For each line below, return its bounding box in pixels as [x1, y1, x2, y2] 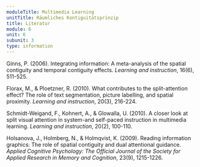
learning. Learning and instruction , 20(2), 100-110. [6, 122, 133, 130]
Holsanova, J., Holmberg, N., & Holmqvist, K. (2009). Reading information [6, 134, 191, 141]
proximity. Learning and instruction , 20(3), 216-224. [6, 97, 137, 105]
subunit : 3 [6, 37, 34, 43]
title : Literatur [6, 20, 51, 26]
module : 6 [6, 26, 32, 32]
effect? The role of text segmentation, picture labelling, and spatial [6, 91, 174, 98]
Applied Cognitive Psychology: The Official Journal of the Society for [6, 147, 180, 155]
